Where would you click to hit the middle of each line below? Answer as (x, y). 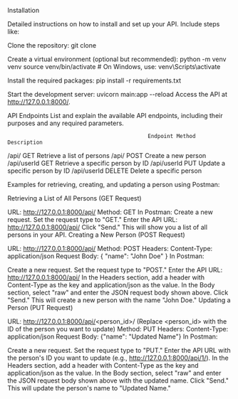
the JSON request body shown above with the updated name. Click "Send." (118, 381)
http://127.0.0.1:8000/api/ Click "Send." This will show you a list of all (108, 227)
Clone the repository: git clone (52, 45)
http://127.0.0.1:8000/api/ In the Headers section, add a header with (106, 277)
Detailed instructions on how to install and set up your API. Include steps (114, 24)
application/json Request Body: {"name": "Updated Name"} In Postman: (113, 336)
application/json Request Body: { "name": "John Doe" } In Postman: (106, 256)
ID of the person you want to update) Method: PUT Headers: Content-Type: (118, 329)
